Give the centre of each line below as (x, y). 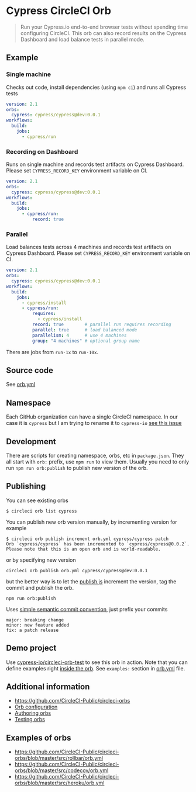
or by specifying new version (41, 560)
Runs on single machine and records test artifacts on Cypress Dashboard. (95, 164)
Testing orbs (30, 720)
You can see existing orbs (37, 500)
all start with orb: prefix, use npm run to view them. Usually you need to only (97, 462)
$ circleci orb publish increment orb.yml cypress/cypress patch (87, 539)
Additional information (48, 687)
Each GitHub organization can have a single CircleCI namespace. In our (92, 417)
